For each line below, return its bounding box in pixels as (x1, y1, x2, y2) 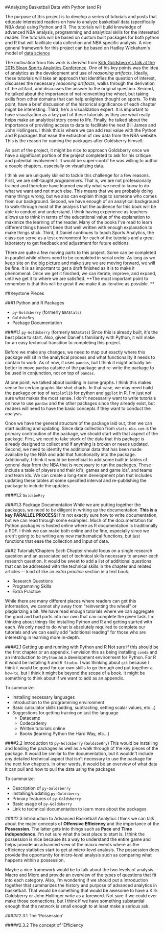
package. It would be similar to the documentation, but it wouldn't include (5, 751, 153, 756)
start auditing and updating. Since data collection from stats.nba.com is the (5, 426, 157, 431)
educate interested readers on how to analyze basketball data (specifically (5, 19, 156, 25)
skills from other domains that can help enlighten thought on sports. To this (5, 96, 157, 102)
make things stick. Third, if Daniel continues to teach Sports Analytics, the (5, 230, 154, 235)
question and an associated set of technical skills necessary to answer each (5, 553, 159, 558)
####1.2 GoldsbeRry (5, 492, 45, 498)
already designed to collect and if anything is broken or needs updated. (5, 441, 149, 447)
